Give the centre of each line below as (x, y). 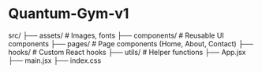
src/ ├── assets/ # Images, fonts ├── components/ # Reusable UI (116, 35)
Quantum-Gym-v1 (69, 14)
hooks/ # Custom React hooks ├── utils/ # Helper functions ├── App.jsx (127, 52)
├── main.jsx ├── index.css (55, 60)
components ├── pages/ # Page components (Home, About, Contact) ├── (131, 43)
